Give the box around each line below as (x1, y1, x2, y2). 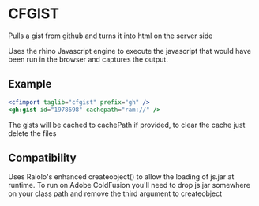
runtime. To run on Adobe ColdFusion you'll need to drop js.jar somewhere (8, 181, 251, 190)
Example (8, 77, 52, 91)
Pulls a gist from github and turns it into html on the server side (8, 31, 213, 40)
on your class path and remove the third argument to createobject (8, 189, 223, 198)
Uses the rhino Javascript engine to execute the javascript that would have (8, 46, 251, 55)
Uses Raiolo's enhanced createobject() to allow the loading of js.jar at (8, 172, 235, 182)
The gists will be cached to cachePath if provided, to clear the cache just (8, 120, 246, 129)
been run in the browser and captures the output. (8, 54, 168, 64)
